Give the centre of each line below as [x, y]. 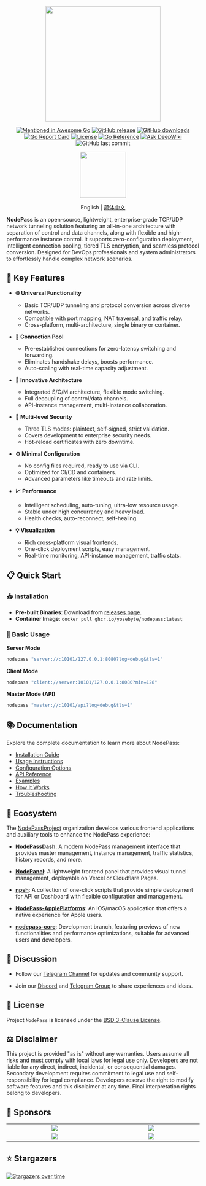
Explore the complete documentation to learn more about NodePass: [93, 743]
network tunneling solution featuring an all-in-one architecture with [91, 226]
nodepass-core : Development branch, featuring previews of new [98, 927]
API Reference [33, 774]
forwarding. [39, 355]
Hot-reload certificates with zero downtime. [79, 442]
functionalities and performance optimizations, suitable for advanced [102, 934]
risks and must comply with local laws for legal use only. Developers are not [102, 1060]
